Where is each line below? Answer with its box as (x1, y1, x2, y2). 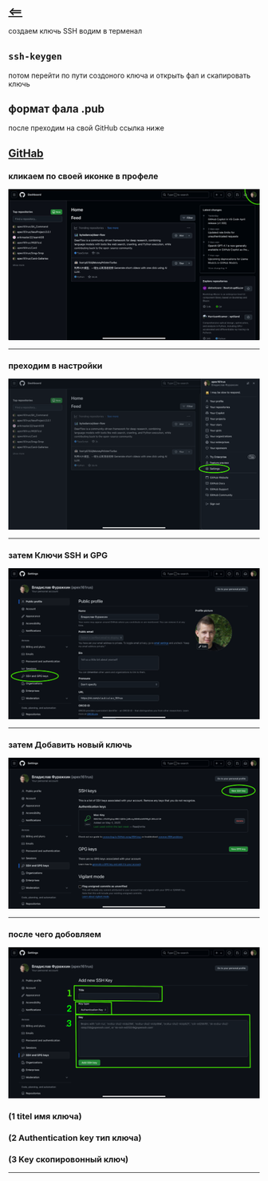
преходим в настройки (8, 360, 103, 371)
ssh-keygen (8, 50, 62, 62)
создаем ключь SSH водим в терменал (8, 26, 142, 35)
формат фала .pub (8, 102, 105, 116)
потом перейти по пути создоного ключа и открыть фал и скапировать (8, 70, 251, 80)
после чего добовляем (8, 928, 101, 939)
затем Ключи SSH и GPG (8, 550, 108, 561)
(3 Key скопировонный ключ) (8, 1154, 129, 1165)
